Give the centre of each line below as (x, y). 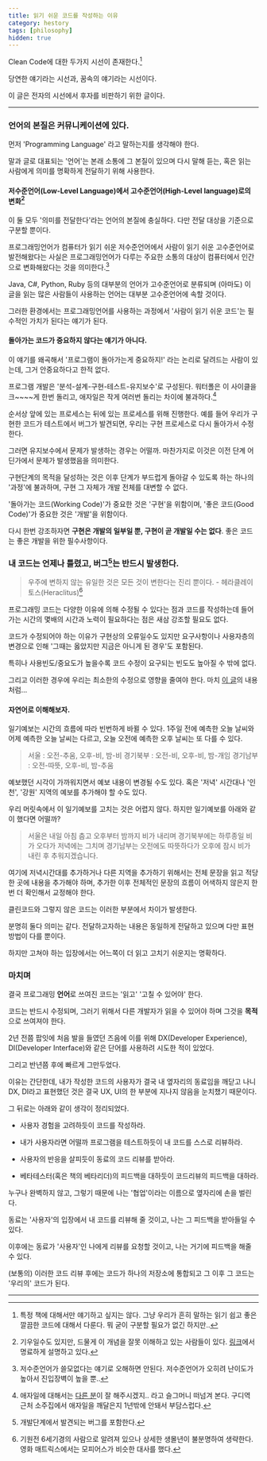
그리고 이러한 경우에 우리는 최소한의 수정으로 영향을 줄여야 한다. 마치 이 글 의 (126, 679)
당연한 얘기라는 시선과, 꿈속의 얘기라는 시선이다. (83, 78)
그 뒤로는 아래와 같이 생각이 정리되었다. (69, 1108)
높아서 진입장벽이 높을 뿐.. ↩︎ (64, 1378)
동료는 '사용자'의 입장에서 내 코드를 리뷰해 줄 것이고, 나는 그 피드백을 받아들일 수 (132, 1219)
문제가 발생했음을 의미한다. (77, 460)
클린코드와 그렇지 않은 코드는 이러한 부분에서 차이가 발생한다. (103, 910)
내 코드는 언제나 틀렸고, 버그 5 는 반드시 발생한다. (94, 562)
